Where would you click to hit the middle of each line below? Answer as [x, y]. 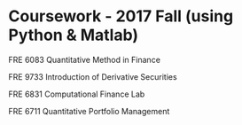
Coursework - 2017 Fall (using [121, 16]
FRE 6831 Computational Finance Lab [77, 94]
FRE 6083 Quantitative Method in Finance [85, 59]
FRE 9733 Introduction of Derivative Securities [93, 76]
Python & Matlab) [74, 35]
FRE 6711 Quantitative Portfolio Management [89, 111]
